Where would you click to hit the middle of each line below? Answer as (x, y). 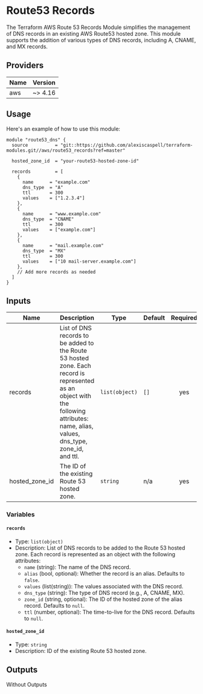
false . (32, 580)
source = (35, 145)
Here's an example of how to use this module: (63, 129)
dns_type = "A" (43, 187)
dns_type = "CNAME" (48, 219)
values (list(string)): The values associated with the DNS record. (104, 586)
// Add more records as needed (56, 272)
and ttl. (69, 457)
